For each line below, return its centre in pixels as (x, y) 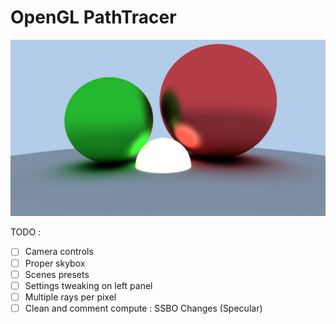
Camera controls (59, 252)
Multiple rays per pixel (70, 297)
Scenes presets (57, 274)
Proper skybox (55, 263)
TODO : (26, 232)
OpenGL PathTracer (93, 17)
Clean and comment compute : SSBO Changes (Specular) (143, 308)
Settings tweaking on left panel (88, 285)
